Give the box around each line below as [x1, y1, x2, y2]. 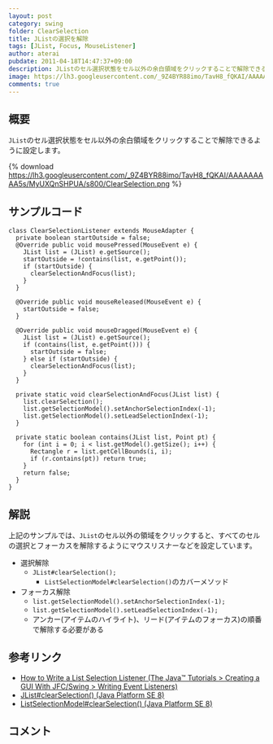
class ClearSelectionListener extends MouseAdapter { [8, 227, 195, 235]
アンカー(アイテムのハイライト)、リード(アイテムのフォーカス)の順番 [32, 614, 262, 624]
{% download [8, 162, 54, 172]
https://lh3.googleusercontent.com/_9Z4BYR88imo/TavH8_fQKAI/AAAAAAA [8, 170, 264, 180]
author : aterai [8, 50, 60, 58]
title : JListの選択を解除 [8, 34, 89, 43]
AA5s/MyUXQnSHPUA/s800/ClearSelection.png [8, 179, 171, 189]
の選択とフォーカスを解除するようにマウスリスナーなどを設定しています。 [8, 540, 258, 550]
